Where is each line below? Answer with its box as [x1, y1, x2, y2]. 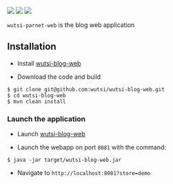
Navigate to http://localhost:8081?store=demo [17, 169, 151, 177]
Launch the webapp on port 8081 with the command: [17, 143, 167, 151]
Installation [7, 41, 57, 53]
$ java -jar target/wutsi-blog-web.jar [7, 156, 122, 164]
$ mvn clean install [7, 98, 67, 105]
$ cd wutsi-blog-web [7, 92, 67, 99]
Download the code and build [17, 73, 101, 81]
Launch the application [7, 114, 86, 124]
